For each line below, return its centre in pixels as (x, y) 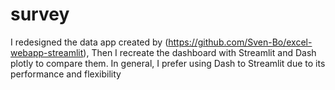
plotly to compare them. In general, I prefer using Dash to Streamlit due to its (168, 63)
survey (40, 14)
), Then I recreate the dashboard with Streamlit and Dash (200, 52)
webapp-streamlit (47, 52)
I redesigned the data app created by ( (89, 42)
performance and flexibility (66, 74)
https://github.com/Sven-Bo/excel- (240, 42)
